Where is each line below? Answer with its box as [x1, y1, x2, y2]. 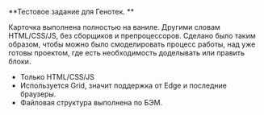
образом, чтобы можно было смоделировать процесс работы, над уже [8, 39, 256, 49]
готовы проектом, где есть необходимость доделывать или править [8, 48, 245, 57]
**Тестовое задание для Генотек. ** [8, 7, 135, 16]
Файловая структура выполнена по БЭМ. [19, 98, 163, 107]
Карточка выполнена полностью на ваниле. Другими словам [8, 23, 220, 31]
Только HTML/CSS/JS [19, 72, 94, 81]
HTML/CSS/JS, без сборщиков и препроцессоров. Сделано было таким [8, 31, 256, 40]
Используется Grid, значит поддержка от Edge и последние [19, 80, 228, 90]
